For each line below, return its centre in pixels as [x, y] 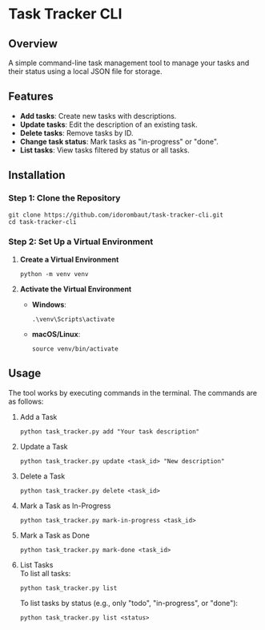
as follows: [26, 401]
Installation [37, 175]
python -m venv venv [54, 274]
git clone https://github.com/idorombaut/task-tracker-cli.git [116, 215]
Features [31, 97]
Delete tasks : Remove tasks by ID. [76, 132]
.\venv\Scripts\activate [73, 319]
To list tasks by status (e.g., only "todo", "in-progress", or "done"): [129, 603]
